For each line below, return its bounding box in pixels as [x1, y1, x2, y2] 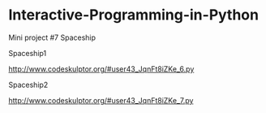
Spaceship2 [8, 80, 49, 89]
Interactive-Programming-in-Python [8, 6, 260, 24]
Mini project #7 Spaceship [8, 33, 96, 42]
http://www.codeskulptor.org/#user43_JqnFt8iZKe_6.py [8, 63, 195, 74]
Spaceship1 [8, 48, 47, 58]
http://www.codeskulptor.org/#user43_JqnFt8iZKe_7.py [8, 95, 194, 105]
